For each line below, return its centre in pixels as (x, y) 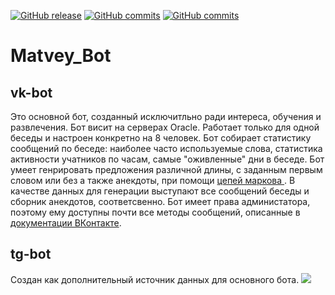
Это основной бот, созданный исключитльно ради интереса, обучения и (166, 116)
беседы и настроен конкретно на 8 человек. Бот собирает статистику (161, 138)
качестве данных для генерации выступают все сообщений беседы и (160, 191)
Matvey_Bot (61, 56)
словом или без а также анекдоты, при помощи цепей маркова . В (153, 180)
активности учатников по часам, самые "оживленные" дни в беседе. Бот (167, 159)
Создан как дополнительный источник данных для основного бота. (155, 279)
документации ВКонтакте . (66, 223)
